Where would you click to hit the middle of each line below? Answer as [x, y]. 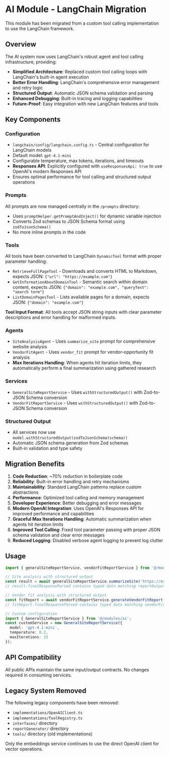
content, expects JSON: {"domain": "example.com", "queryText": [81, 287]
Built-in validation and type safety [47, 448]
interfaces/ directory [35, 723]
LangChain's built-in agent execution [51, 77]
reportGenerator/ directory [40, 729]
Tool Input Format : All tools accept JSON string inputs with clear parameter [83, 312]
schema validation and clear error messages [59, 535]
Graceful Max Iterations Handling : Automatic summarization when [82, 519]
